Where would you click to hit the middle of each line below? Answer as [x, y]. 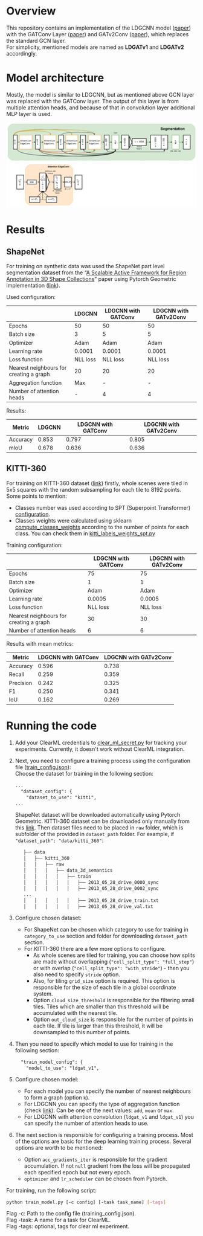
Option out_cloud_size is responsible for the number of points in [113, 1019]
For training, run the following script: [51, 1190]
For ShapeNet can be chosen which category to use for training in [106, 929]
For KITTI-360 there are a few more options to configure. [95, 948]
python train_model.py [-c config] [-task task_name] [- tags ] [86, 1202]
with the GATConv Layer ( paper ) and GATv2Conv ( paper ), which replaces [98, 34]
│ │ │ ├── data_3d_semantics [68, 870]
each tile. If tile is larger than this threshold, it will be [98, 1026]
